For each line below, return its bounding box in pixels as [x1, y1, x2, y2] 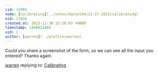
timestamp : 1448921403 [5, 25, 51, 30]
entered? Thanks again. [5, 53, 53, 58]
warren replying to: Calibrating [5, 62, 66, 68]
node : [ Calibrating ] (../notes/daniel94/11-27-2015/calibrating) [5, 12, 138, 17]
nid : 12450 [5, 16, 27, 21]
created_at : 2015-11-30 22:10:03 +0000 [5, 20, 86, 26]
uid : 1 [5, 30, 19, 35]
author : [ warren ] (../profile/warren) [5, 35, 82, 39]
